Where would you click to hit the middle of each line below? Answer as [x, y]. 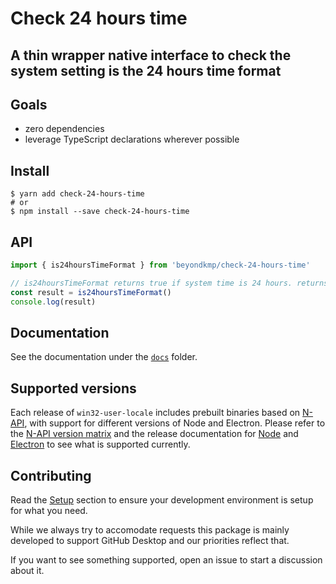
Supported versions [73, 388]
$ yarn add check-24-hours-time [77, 194]
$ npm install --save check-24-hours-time [100, 212]
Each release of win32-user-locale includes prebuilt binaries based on [155, 413]
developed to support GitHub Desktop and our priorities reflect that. [150, 540]
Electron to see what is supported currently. [100, 444]
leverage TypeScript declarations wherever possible [132, 139]
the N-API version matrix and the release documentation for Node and [154, 434]
